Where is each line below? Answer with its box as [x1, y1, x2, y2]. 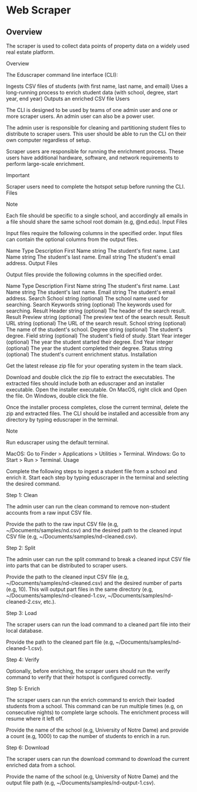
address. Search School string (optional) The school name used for [6, 295, 168, 302]
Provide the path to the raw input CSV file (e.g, [6, 521, 119, 528]
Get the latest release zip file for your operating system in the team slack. [6, 362, 183, 369]
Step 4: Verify [6, 656, 40, 663]
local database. [6, 627, 43, 634]
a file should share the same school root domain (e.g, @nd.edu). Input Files [6, 218, 188, 225]
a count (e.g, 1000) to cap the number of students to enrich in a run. [6, 733, 171, 739]
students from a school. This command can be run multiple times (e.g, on [6, 703, 183, 709]
